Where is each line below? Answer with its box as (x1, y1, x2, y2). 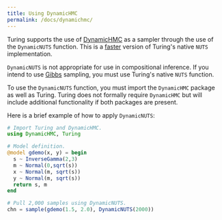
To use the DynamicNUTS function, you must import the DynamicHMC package (7, 83, 215, 92)
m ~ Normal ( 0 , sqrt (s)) (13, 162, 78, 169)
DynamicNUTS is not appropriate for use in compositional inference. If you (7, 63, 210, 71)
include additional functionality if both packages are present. (7, 98, 178, 106)
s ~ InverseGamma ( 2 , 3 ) (13, 156, 78, 163)
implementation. (7, 49, 53, 58)
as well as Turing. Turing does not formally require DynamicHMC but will (7, 90, 203, 99)
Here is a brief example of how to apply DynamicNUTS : (7, 111, 155, 120)
